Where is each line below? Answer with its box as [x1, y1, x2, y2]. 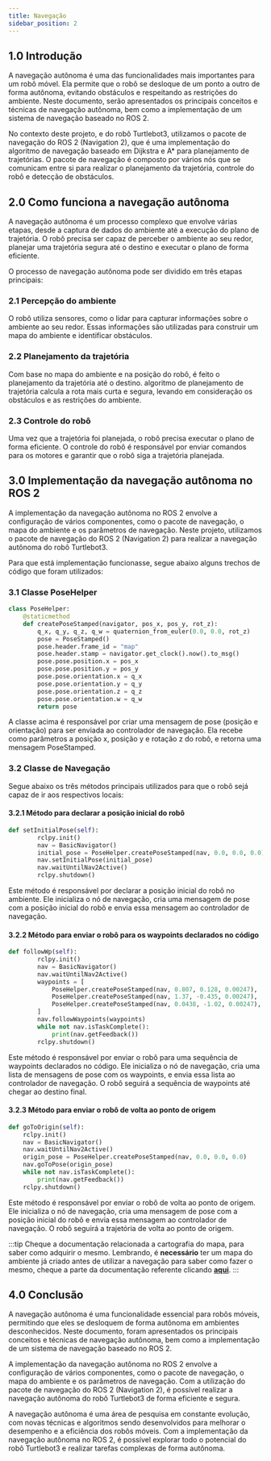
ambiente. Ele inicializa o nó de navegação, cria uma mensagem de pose [8, 895, 250, 904]
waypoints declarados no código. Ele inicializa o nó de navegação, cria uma [8, 1061, 261, 1071]
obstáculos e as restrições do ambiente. [8, 394, 142, 404]
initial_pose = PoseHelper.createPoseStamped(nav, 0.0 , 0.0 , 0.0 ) [37, 849, 265, 857]
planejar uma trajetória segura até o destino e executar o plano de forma [8, 243, 249, 253]
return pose [37, 703, 78, 711]
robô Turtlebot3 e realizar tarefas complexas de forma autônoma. [8, 1443, 226, 1453]
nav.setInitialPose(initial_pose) [37, 856, 153, 864]
